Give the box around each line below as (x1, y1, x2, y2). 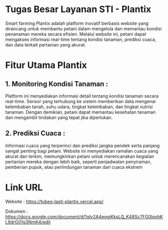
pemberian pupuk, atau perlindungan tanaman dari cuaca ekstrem (5, 164, 143, 170)
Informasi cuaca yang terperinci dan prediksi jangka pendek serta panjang (5, 143, 160, 149)
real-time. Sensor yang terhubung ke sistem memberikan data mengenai (5, 98, 156, 104)
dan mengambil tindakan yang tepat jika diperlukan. (5, 114, 113, 120)
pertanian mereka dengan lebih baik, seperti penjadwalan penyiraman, (5, 158, 152, 165)
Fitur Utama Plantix (5, 60, 87, 71)
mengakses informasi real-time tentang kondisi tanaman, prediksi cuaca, (5, 36, 156, 42)
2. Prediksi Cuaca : (5, 129, 66, 137)
